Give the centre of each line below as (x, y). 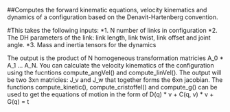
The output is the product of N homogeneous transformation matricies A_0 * (115, 58)
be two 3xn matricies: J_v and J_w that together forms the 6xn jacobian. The (115, 80)
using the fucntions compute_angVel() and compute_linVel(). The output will (114, 72)
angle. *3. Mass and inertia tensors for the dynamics (82, 45)
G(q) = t (18, 101)
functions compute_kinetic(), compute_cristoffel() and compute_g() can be (112, 87)
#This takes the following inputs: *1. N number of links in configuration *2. (112, 30)
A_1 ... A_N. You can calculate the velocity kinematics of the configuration (111, 65)
